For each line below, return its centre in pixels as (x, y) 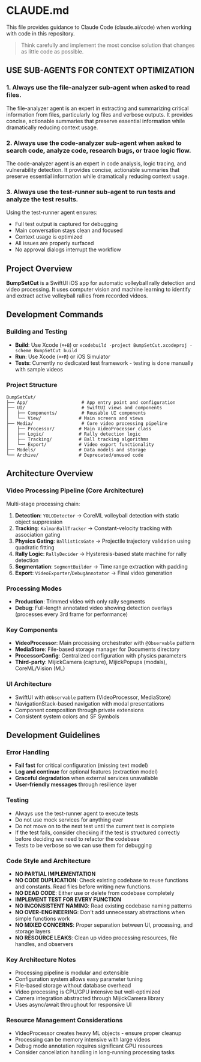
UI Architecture (29, 684)
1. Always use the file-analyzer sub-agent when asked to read (98, 88)
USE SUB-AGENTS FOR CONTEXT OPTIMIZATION (100, 71)
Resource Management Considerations (64, 1021)
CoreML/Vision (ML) (40, 668)
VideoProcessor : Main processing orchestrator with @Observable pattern (105, 643)
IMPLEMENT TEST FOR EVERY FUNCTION (68, 899)
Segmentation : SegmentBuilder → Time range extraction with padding (101, 566)
